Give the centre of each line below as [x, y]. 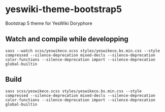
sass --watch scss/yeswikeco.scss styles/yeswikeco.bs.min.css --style [82, 51]
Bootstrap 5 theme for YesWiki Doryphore [49, 23]
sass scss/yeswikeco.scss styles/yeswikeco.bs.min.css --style [74, 91]
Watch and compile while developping [67, 39]
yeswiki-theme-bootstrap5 [64, 9]
